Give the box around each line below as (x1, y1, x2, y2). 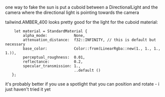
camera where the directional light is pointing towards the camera (5, 9, 140, 15)
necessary (5, 42, 26, 47)
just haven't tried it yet (5, 87, 51, 92)
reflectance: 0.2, (23, 59, 83, 64)
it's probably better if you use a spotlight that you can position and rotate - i (5, 81, 160, 87)
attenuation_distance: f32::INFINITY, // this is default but (23, 37, 156, 42)
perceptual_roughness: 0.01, (23, 55, 85, 60)
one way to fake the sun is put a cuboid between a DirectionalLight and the (5, 4, 158, 10)
